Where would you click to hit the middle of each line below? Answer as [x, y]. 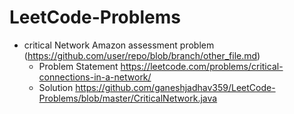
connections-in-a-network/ [95, 77]
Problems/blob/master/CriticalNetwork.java [128, 98]
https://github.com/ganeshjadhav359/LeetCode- [175, 87]
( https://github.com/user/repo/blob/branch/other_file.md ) [142, 55]
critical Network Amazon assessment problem [119, 45]
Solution [56, 87]
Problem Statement [78, 66]
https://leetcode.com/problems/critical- [202, 66]
